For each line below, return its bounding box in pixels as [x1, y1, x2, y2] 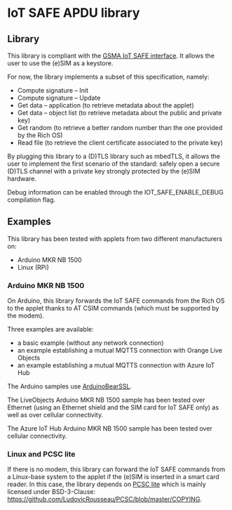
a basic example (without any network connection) [17, 339, 165, 347]
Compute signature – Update [17, 93, 101, 102]
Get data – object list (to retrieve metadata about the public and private [17, 109, 222, 117]
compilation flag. [7, 195, 56, 204]
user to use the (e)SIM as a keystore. [7, 59, 114, 67]
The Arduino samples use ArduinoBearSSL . [7, 382, 132, 391]
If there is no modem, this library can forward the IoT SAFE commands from [7, 465, 226, 473]
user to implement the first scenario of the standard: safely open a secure [7, 159, 220, 168]
